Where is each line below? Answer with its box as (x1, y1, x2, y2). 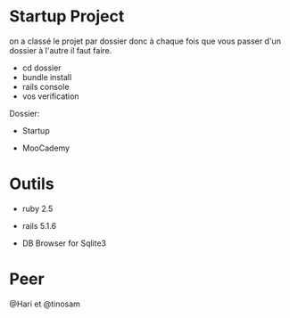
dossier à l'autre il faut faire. (9, 45, 112, 55)
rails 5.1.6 (21, 220, 56, 231)
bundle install (21, 71, 72, 82)
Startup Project (9, 6, 125, 27)
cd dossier (21, 62, 62, 73)
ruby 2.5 (21, 203, 54, 214)
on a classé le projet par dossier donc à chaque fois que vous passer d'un (9, 36, 281, 46)
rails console (21, 81, 70, 92)
